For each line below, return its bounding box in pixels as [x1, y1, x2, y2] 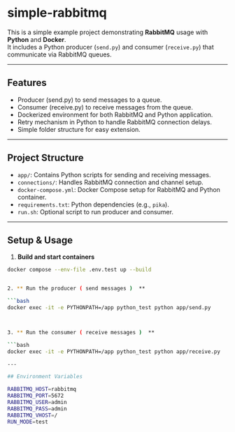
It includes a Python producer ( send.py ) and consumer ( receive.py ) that [7, 43, 215, 51]
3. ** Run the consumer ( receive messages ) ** [7, 329, 155, 336]
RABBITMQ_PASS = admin [7, 405, 68, 412]
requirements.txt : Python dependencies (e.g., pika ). [17, 200, 169, 209]
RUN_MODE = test [7, 418, 49, 425]
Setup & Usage [7, 234, 73, 246]
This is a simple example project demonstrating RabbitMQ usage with [7, 28, 208, 36]
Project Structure [7, 152, 84, 164]
